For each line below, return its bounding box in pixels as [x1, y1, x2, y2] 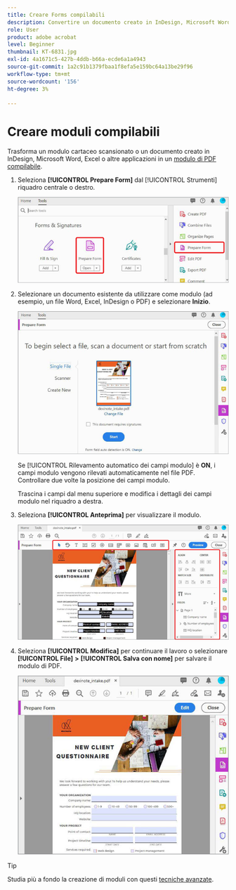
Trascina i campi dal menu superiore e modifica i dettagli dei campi [17, 490, 212, 498]
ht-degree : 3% [7, 85, 49, 93]
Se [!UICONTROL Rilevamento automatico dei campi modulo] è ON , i [17, 461, 216, 470]
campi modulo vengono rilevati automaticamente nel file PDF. [17, 469, 195, 477]
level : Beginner [7, 41, 55, 48]
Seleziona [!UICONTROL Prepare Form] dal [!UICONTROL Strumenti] [17, 176, 218, 184]
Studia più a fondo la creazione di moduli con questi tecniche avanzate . [7, 875, 214, 883]
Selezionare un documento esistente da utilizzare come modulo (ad [17, 290, 213, 299]
